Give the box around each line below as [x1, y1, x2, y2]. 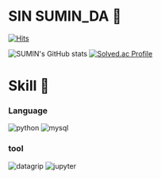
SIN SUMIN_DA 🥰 [8, 7, 122, 25]
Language [8, 105, 48, 116]
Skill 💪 [8, 77, 50, 95]
